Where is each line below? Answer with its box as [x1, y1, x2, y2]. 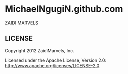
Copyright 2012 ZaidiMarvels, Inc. [5, 47, 75, 53]
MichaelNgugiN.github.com [5, 3, 123, 15]
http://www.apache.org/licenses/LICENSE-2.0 [5, 62, 100, 68]
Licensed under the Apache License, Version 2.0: [5, 57, 106, 63]
